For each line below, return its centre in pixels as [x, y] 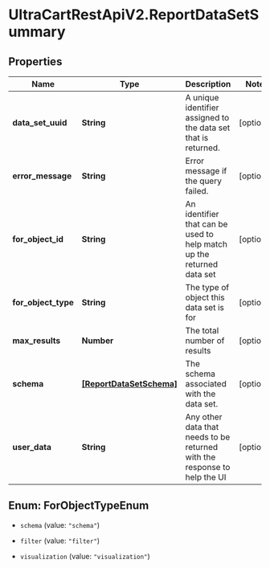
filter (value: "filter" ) [60, 541]
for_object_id [38, 239]
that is [197, 138]
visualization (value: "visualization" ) [85, 556]
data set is [205, 307]
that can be [207, 224]
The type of [207, 287]
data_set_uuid [40, 123]
